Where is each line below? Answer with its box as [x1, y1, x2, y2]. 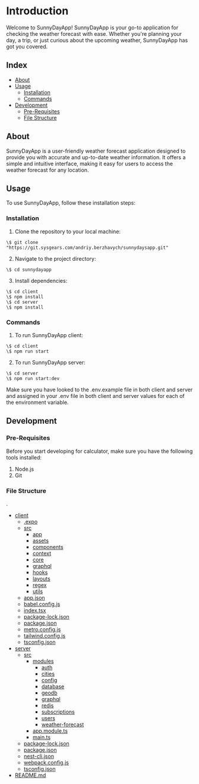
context [32, 550, 52, 557]
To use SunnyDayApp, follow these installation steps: [6, 199, 135, 206]
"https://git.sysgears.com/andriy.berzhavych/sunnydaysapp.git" [6, 245, 169, 251]
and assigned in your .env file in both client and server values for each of [6, 392, 185, 399]
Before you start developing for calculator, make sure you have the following [6, 447, 193, 455]
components [32, 543, 64, 550]
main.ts [32, 733, 51, 740]
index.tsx [23, 607, 46, 614]
